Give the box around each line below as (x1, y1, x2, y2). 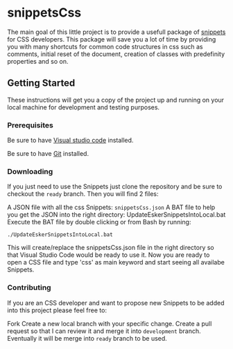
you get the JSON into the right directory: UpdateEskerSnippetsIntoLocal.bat (7, 211, 226, 219)
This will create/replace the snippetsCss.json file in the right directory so (7, 244, 215, 252)
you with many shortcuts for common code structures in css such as (7, 42, 203, 51)
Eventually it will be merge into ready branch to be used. (7, 334, 168, 342)
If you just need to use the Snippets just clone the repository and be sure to (7, 182, 223, 191)
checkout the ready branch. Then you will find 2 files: (7, 190, 159, 198)
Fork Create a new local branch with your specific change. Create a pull (7, 319, 212, 328)
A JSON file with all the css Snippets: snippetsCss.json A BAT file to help (7, 203, 216, 212)
